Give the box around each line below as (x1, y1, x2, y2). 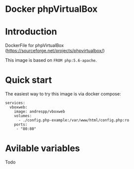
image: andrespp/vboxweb (14, 109, 65, 114)
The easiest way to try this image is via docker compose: (5, 91, 121, 97)
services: (5, 100, 26, 106)
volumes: (14, 114, 32, 119)
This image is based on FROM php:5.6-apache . (5, 57, 97, 63)
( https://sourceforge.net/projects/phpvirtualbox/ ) (5, 48, 105, 54)
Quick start (5, 75, 52, 86)
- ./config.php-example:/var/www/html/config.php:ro (18, 118, 130, 123)
